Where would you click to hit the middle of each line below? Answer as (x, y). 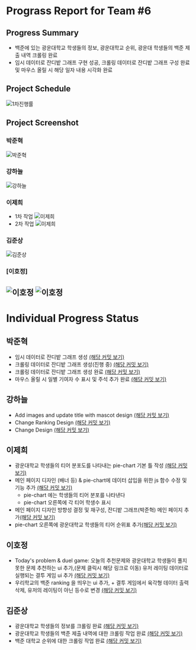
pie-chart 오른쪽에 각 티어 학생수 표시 (67, 503)
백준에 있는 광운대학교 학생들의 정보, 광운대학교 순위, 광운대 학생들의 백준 (99, 48)
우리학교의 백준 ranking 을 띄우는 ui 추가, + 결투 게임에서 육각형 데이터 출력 (102, 583)
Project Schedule (38, 89)
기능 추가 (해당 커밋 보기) (44, 488)
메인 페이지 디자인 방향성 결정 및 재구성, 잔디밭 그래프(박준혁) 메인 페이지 (99, 510)
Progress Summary (42, 33)
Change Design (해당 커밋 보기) (52, 430)
